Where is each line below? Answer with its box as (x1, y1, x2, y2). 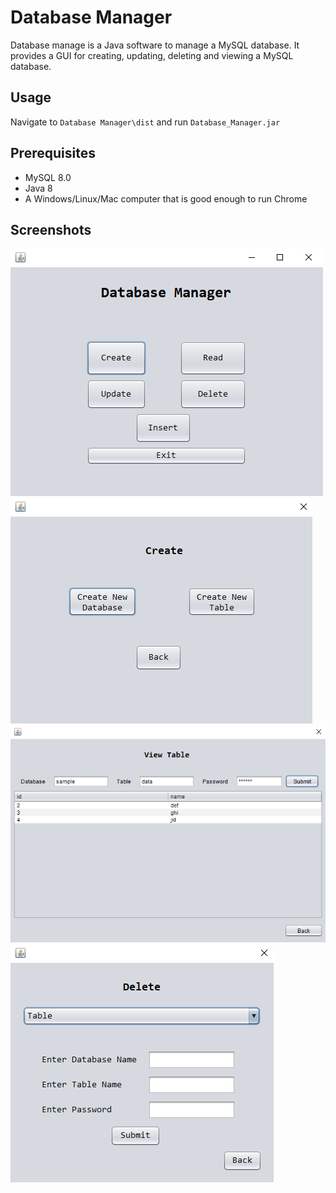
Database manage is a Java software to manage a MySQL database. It (10, 39, 300, 51)
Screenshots (10, 221, 92, 238)
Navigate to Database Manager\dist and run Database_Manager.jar (10, 116, 281, 128)
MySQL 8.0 (24, 171, 72, 183)
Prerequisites (10, 145, 96, 162)
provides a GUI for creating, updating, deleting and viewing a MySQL (10, 49, 294, 61)
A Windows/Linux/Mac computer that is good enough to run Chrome (24, 192, 308, 205)
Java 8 (24, 182, 53, 194)
